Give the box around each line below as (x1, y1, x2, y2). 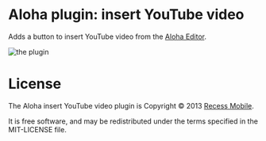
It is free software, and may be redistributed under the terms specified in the (8, 116, 258, 126)
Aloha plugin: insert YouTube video (8, 6, 245, 24)
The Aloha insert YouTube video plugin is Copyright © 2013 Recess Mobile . (8, 101, 254, 110)
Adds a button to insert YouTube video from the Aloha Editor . (8, 32, 207, 41)
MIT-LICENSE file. (8, 124, 67, 134)
